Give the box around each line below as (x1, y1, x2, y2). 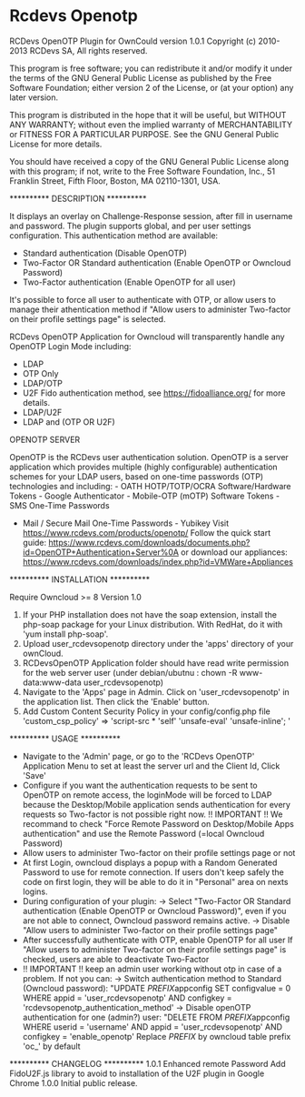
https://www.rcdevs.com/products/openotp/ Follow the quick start (22, 527, 271, 538)
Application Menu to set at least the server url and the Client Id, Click (22, 760, 280, 771)
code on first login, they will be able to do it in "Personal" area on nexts (22, 876, 289, 887)
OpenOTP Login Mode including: (9, 340, 132, 351)
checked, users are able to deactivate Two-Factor (22, 953, 210, 964)
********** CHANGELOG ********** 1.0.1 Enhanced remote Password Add (9, 1058, 286, 1069)
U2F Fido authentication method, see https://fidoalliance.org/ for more (22, 387, 286, 398)
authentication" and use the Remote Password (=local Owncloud (22, 828, 265, 839)
